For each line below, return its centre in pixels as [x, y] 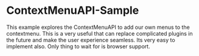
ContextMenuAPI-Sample [73, 11]
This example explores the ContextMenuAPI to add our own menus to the [98, 27]
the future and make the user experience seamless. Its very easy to [91, 40]
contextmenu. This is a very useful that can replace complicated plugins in [100, 33]
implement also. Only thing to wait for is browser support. [78, 46]
